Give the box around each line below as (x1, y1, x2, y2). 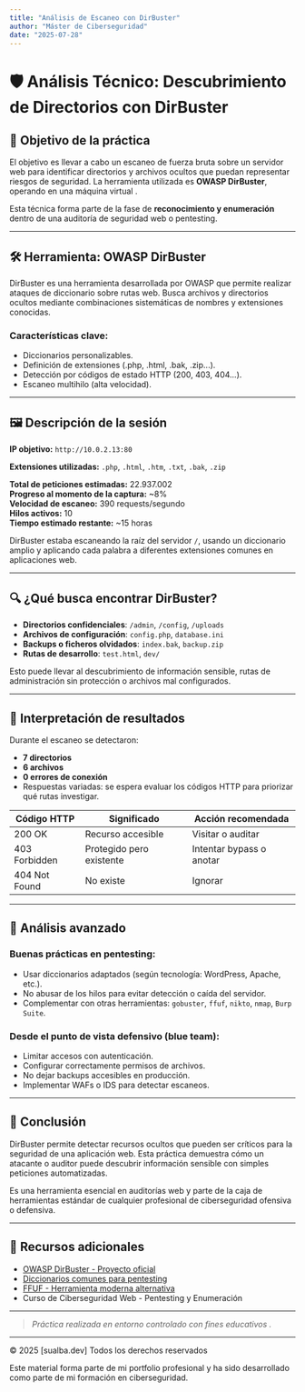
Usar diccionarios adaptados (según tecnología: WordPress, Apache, (22, 968, 281, 979)
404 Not (14, 868, 50, 881)
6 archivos (22, 761, 64, 773)
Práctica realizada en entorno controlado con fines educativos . (31, 1318, 272, 1329)
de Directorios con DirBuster (9, 96, 229, 117)
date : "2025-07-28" (9, 30, 84, 39)
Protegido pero (84, 842, 150, 855)
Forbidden (14, 854, 58, 866)
